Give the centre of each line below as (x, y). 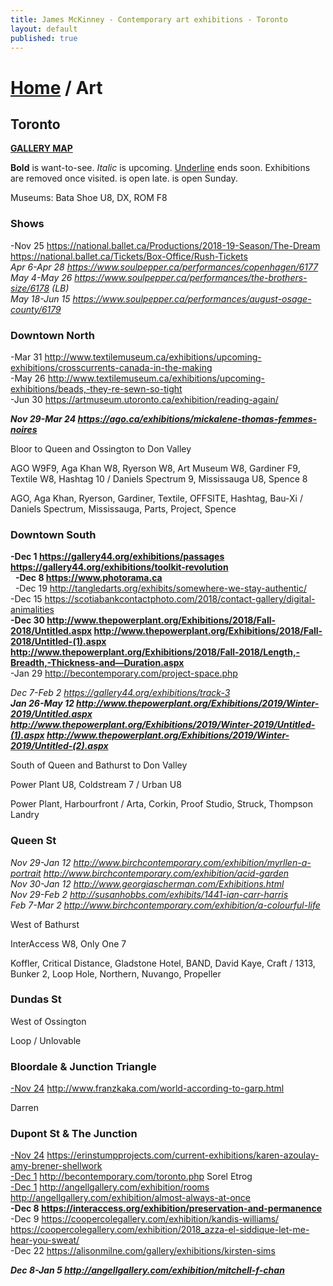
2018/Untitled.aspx (51, 631)
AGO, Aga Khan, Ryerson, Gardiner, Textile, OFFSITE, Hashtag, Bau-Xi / (156, 498)
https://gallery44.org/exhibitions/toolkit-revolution (119, 567)
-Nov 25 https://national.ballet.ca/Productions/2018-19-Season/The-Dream (165, 245)
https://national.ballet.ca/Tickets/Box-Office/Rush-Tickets (129, 256)
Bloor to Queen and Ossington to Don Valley (101, 448)
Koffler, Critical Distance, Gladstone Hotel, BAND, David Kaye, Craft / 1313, (163, 963)
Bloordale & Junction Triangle (83, 1066)
